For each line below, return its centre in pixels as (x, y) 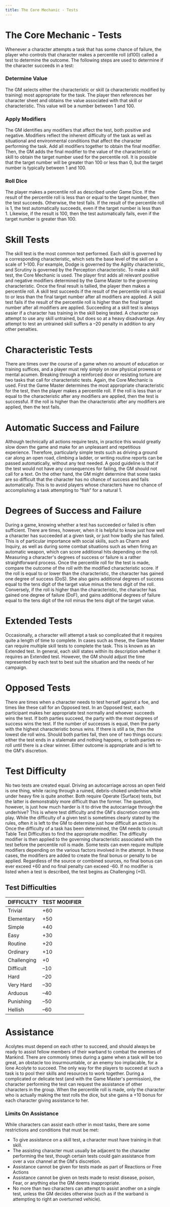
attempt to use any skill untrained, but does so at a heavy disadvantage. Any (85, 319)
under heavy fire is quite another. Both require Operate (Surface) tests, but (83, 796)
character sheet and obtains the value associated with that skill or (74, 100)
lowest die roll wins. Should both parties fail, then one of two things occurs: (84, 734)
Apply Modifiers (26, 119)
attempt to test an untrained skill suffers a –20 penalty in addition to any (80, 324)
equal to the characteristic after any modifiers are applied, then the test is (82, 396)
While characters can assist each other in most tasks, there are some (78, 1125)
